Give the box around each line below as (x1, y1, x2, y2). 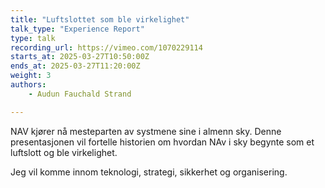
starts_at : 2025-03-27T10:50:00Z (10, 52, 150, 62)
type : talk (10, 33, 56, 43)
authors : (10, 80, 47, 90)
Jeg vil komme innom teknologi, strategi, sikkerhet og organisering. (10, 166, 288, 178)
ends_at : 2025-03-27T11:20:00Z (10, 61, 141, 71)
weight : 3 (10, 71, 52, 81)
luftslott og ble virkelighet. (10, 146, 118, 158)
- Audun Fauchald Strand (28, 89, 132, 99)
